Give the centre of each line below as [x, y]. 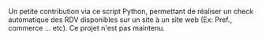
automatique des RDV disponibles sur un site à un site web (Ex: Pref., [120, 20]
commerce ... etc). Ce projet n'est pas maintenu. [87, 28]
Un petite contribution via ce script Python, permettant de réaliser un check [131, 11]
